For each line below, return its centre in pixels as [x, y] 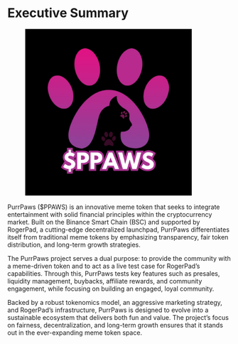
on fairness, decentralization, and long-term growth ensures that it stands [115, 325]
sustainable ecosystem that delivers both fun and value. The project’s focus [118, 317]
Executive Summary [68, 13]
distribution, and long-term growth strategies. [74, 244]
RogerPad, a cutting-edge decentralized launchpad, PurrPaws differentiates [118, 230]
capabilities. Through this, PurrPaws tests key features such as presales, [114, 273]
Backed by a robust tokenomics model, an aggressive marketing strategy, [115, 302]
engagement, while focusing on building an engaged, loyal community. [111, 289]
